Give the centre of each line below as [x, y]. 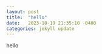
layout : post [23, 12]
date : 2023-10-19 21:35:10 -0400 [51, 23]
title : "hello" [27, 17]
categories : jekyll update [40, 28]
